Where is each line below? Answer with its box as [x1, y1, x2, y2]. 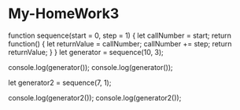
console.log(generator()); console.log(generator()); [8, 62, 173, 71]
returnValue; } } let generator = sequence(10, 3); [8, 47, 164, 57]
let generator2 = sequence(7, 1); [8, 78, 112, 87]
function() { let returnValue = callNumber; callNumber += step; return [8, 38, 232, 48]
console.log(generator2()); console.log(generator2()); [8, 93, 182, 102]
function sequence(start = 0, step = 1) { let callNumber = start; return [8, 31, 232, 40]
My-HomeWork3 [8, 5, 120, 23]
